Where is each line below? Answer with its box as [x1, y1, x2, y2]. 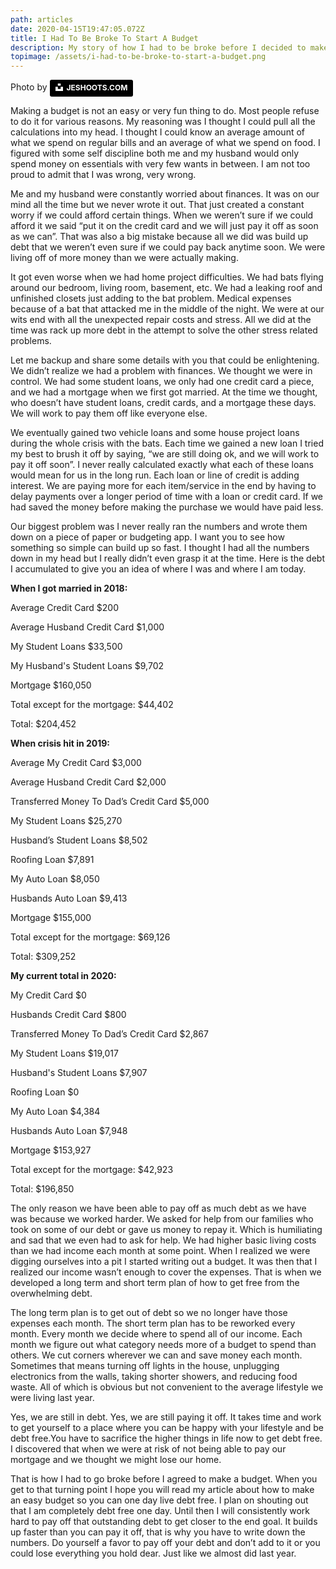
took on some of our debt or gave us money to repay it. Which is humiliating [10, 1223, 323, 1235]
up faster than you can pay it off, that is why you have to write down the [10, 1526, 306, 1538]
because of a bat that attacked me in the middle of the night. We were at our [10, 302, 325, 315]
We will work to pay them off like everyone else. [10, 407, 208, 419]
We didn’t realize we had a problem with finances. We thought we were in [10, 364, 313, 376]
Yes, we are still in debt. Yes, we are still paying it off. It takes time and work [10, 1411, 322, 1423]
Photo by [10, 81, 48, 93]
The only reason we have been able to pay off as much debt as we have [10, 1202, 307, 1214]
